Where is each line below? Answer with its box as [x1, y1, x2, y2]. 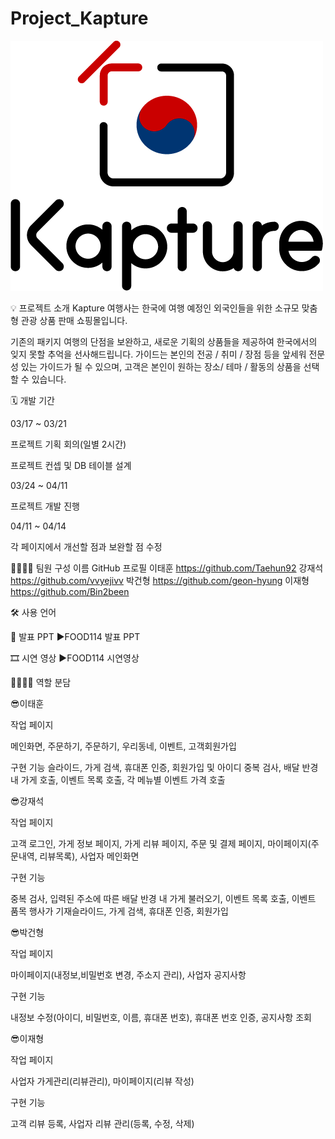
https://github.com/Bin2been [10, 585, 130, 597]
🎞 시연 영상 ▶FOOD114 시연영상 [10, 652, 140, 664]
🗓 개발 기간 [10, 394, 55, 406]
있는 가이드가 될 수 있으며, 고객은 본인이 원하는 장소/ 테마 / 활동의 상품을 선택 [20, 360, 320, 372]
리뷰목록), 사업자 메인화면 [39, 850, 140, 862]
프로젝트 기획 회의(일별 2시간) [10, 438, 127, 450]
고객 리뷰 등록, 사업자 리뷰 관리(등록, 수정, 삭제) [10, 1117, 195, 1129]
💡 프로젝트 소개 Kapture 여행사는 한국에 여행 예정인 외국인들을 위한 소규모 [10, 302, 300, 314]
